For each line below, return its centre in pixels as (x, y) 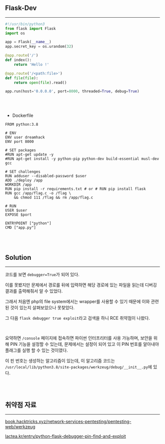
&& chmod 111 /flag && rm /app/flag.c (54, 198)
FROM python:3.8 (22, 125)
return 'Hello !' (32, 64)
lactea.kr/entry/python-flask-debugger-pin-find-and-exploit (66, 436)
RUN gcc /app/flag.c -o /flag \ (38, 194)
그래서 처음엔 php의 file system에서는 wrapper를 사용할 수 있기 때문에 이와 (77, 302)
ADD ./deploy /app (24, 180)
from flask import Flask (30, 28)
